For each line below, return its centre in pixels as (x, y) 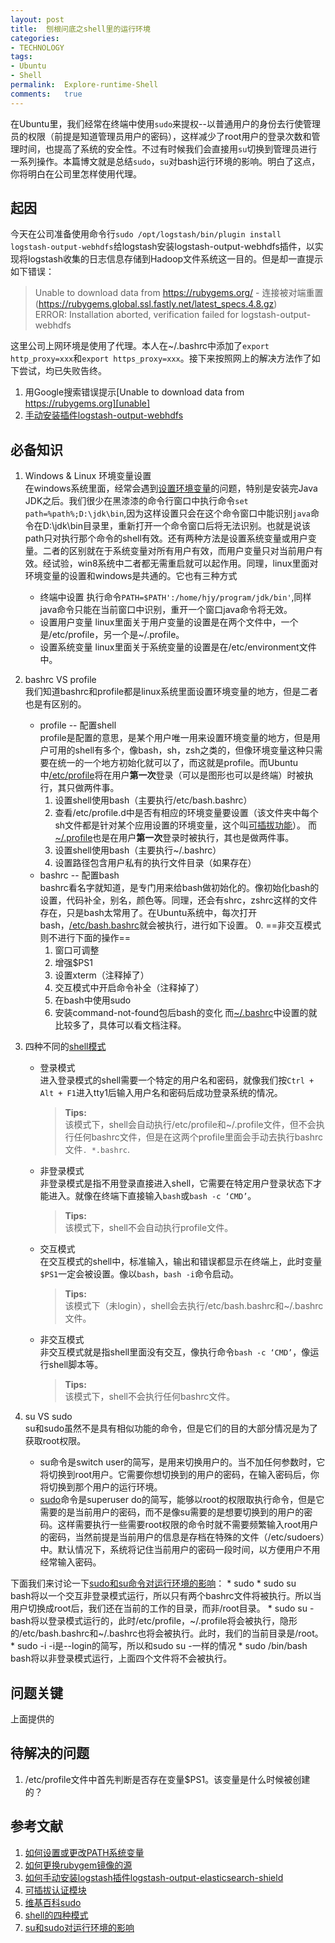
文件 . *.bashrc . (97, 1150)
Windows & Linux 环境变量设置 (88, 476)
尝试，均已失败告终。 (62, 371)
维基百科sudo (53, 1902)
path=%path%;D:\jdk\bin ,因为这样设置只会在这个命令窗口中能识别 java (167, 513)
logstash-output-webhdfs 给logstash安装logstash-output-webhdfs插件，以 (162, 247)
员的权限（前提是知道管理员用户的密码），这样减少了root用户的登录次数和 (161, 136)
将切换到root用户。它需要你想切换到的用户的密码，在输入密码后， (175, 1475)
